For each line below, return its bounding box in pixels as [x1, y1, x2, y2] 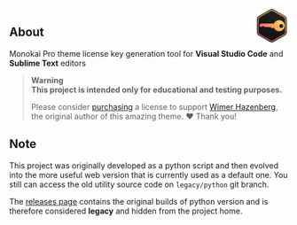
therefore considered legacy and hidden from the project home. [9, 206, 243, 216]
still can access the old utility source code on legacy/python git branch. [9, 179, 270, 190]
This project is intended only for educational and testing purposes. [30, 84, 283, 95]
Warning [30, 74, 64, 85]
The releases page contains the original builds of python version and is [9, 196, 269, 206]
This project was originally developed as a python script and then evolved [9, 159, 279, 171]
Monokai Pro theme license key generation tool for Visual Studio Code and [9, 48, 284, 58]
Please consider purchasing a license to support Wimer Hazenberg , [30, 101, 278, 112]
